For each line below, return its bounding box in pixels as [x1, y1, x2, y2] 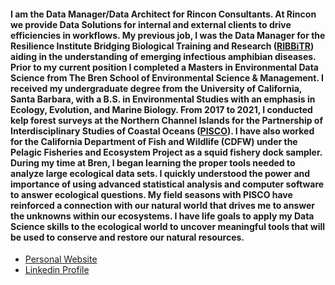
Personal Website [24, 253, 98, 265]
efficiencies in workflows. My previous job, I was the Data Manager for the [10, 29, 326, 41]
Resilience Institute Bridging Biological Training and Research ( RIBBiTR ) [10, 40, 315, 52]
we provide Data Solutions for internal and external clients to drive [10, 18, 292, 30]
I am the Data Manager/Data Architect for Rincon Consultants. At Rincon [10, 8, 317, 20]
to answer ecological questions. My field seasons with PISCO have [10, 188, 293, 200]
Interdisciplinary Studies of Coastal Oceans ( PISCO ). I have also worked [10, 125, 315, 137]
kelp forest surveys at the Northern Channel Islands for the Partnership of [10, 114, 324, 126]
